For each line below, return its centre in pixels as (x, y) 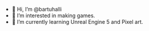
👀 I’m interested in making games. (53, 15)
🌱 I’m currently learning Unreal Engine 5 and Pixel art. (77, 22)
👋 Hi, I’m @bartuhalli (37, 9)
